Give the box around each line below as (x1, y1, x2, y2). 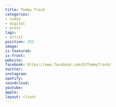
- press (5, 26, 21, 31)
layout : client (5, 94, 37, 99)
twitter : (5, 67, 23, 72)
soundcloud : (5, 80, 30, 85)
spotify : (5, 76, 23, 81)
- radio (5, 16, 21, 21)
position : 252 (5, 39, 35, 44)
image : (5, 44, 19, 49)
